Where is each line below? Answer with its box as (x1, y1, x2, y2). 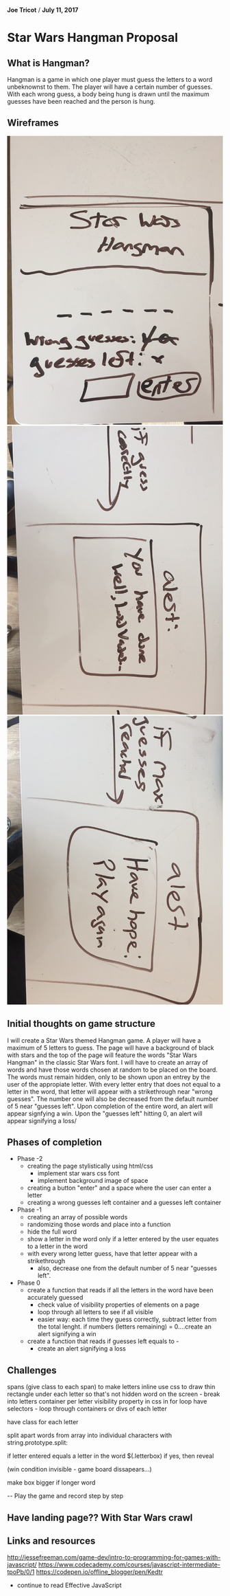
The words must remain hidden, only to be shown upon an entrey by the (7, 1072, 210, 1081)
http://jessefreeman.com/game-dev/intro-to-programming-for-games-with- (7, 1553, 221, 1562)
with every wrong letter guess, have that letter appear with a (27, 1250, 198, 1258)
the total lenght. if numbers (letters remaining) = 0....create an (37, 1322, 212, 1331)
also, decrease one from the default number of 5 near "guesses (37, 1264, 218, 1272)
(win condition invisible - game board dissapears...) (7, 1465, 152, 1474)
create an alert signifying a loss (37, 1344, 127, 1353)
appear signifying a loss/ (7, 1116, 77, 1124)
